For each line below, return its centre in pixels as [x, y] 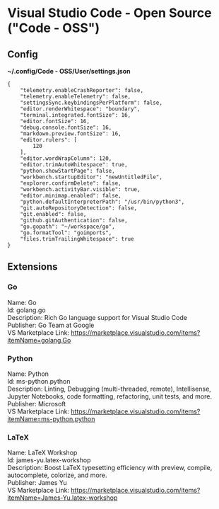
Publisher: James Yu [37, 483]
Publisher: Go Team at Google [51, 325]
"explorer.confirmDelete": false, [71, 183]
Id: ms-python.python [39, 381]
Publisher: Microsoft [37, 404]
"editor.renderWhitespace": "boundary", [80, 109]
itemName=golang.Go [39, 340]
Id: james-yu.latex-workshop [49, 460]
